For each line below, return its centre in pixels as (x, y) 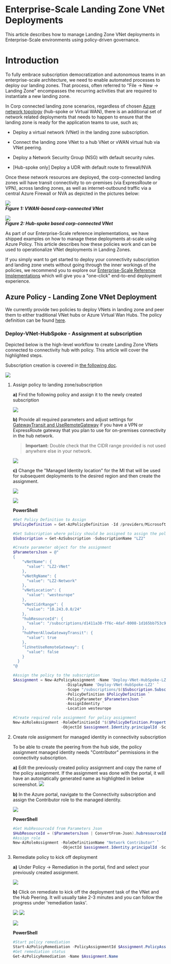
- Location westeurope (88, 708)
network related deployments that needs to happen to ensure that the (78, 117)
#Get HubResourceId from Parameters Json (57, 828)
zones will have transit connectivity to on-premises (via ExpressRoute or (81, 183)
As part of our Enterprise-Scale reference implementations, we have (77, 233)
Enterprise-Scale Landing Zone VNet (85, 9)
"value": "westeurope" (51, 595)
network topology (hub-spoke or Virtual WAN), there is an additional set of (83, 111)
